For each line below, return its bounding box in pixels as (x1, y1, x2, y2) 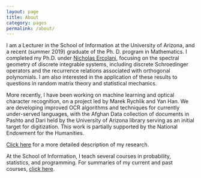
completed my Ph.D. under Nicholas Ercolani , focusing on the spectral (6, 54, 179, 62)
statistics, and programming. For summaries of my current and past (6, 159, 173, 166)
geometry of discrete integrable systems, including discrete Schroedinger (6, 61, 189, 68)
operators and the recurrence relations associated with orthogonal (6, 67, 170, 75)
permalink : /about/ (6, 25, 55, 32)
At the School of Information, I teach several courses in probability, (6, 153, 172, 160)
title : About (6, 14, 39, 20)
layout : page (6, 8, 39, 15)
